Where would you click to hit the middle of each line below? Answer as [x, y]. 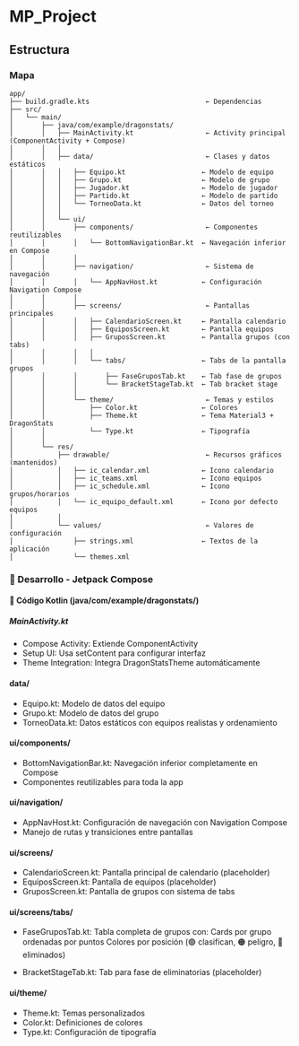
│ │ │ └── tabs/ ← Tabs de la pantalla [148, 361]
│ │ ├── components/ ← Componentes [133, 227]
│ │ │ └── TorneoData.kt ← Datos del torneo [142, 204]
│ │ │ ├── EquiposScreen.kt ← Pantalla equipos [142, 329]
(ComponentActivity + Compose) [68, 141]
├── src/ [26, 109]
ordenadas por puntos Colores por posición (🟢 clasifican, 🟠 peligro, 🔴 [153, 942]
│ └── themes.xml [69, 557]
